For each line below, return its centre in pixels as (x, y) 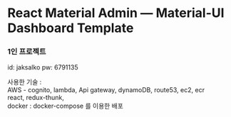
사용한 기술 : (25, 82)
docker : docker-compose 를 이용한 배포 (65, 106)
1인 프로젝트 (27, 52)
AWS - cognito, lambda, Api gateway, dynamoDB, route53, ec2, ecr (106, 90)
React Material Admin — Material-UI (116, 13)
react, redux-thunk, (36, 98)
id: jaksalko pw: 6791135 (43, 67)
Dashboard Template (71, 28)
